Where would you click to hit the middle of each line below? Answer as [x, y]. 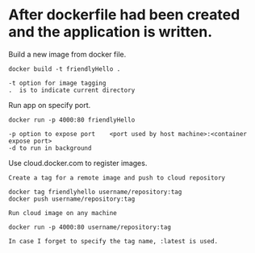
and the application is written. [111, 32]
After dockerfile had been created [124, 15]
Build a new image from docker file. [67, 54]
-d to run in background [50, 148]
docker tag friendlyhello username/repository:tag [95, 192]
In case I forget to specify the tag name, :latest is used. [113, 241]
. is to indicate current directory [72, 90]
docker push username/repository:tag [72, 199]
